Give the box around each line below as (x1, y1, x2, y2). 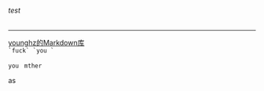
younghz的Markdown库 (8, 38, 85, 48)
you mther (8, 62, 42, 70)
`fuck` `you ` (8, 47, 55, 55)
